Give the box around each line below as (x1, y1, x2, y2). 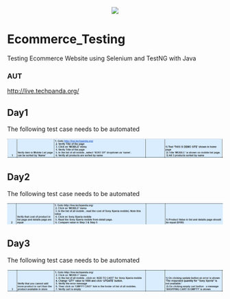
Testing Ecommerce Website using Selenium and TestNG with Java (7, 54, 196, 62)
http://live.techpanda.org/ (7, 87, 79, 95)
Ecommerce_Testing (7, 32, 125, 47)
